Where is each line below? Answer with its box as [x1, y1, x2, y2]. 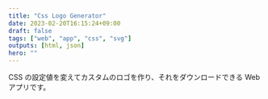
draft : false [8, 27, 52, 35]
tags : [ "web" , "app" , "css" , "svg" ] [8, 34, 132, 43]
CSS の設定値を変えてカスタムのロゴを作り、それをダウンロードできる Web [8, 72, 261, 81]
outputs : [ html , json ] [8, 42, 85, 50]
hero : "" [8, 49, 38, 57]
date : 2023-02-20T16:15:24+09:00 [8, 19, 121, 27]
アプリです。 [8, 82, 51, 92]
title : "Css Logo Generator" [8, 11, 107, 20]
